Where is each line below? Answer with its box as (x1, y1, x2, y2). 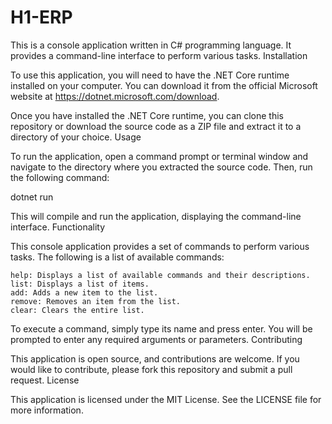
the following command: (10, 171, 110, 183)
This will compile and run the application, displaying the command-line (10, 210, 302, 222)
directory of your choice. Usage (10, 131, 142, 143)
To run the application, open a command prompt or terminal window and (10, 150, 309, 162)
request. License (10, 374, 80, 386)
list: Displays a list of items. (10, 279, 150, 289)
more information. (10, 404, 84, 416)
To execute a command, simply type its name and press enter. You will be (10, 322, 313, 335)
